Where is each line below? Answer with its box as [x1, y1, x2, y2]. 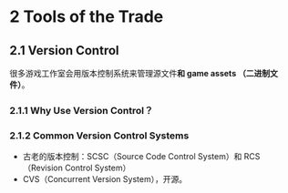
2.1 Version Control [9, 43, 119, 58]
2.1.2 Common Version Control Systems [9, 129, 190, 142]
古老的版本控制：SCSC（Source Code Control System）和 [22, 151, 242, 162]
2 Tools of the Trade [9, 6, 164, 27]
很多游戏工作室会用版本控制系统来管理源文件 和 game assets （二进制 [9, 68, 271, 78]
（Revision [22, 162, 64, 174]
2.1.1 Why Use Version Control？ [9, 104, 154, 117]
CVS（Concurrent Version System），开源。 [22, 174, 188, 185]
